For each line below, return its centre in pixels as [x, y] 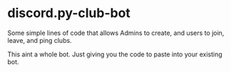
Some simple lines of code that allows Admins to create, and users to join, [116, 33]
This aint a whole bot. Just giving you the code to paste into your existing [115, 54]
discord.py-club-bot [69, 13]
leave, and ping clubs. [40, 40]
